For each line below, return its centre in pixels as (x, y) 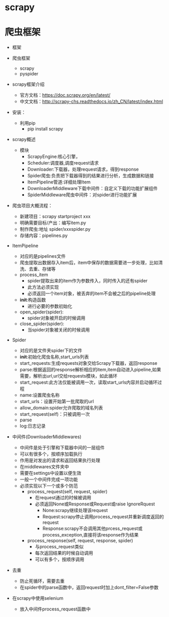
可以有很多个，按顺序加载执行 (51, 454)
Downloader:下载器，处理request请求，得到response (83, 169)
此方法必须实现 (43, 287)
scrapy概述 (24, 140)
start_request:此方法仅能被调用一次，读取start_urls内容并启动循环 (89, 382)
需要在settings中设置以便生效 (50, 473)
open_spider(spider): (42, 312)
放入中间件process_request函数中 (55, 609)
